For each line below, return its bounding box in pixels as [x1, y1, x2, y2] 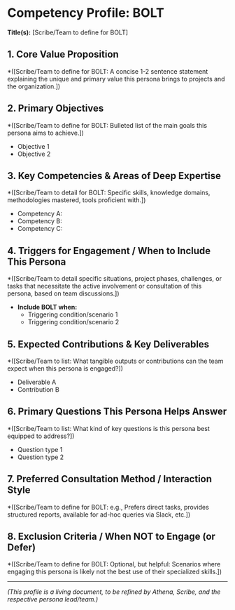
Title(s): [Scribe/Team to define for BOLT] [7, 28, 128, 37]
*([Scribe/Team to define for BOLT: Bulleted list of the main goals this [7, 121, 208, 129]
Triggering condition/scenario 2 [27, 318, 120, 326]
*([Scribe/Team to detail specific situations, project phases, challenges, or [7, 274, 222, 283]
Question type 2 [17, 453, 64, 461]
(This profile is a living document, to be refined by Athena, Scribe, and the [7, 588, 221, 596]
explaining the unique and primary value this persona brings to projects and [7, 74, 225, 83]
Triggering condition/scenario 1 [27, 310, 118, 319]
